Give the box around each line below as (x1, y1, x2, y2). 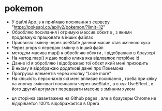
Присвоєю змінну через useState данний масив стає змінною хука (11, 39, 150, 45)
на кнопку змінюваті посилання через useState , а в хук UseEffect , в (11, 80, 154, 86)
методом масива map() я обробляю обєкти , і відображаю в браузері (11, 49, 155, 56)
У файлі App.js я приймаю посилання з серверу (11, 19, 110, 25)
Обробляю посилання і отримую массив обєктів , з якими (11, 29, 132, 35)
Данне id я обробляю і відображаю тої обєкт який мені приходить (11, 60, 148, 66)
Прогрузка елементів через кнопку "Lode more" (11, 70, 112, 76)
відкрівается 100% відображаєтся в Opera (11, 100, 100, 106)
